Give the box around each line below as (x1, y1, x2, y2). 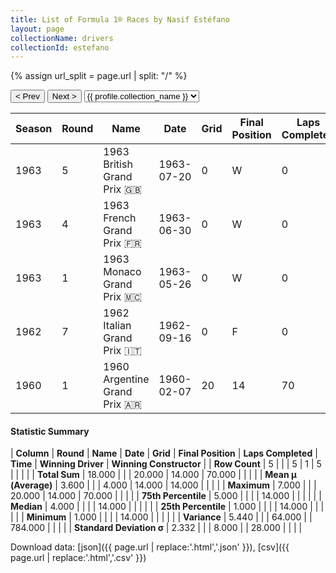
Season (15, 122, 53, 136)
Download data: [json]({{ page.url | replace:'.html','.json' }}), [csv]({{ (10, 541, 290, 553)
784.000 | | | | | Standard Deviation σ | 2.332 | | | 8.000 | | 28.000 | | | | (10, 522, 303, 534)
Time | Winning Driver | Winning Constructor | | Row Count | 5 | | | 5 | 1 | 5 (10, 458, 322, 470)
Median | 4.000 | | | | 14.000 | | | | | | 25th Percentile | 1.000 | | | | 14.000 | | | (10, 501, 325, 513)
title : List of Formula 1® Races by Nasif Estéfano (10, 14, 230, 25)
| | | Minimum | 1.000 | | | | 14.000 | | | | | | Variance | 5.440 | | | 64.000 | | (10, 511, 313, 523)
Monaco (103, 265, 142, 279)
